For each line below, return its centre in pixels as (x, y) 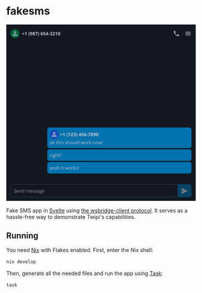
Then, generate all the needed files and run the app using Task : (85, 273)
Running (23, 236)
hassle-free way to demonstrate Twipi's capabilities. (71, 217)
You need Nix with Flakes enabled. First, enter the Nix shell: (80, 250)
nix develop (21, 262)
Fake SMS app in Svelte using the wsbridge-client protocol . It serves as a (97, 210)
